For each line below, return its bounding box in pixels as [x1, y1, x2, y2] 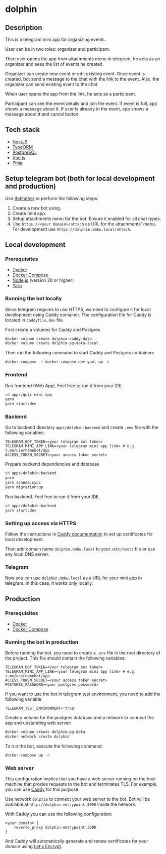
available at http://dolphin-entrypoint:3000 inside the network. [5, 801, 137, 807]
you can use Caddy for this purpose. [5, 786, 80, 792]
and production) [5, 182, 56, 191]
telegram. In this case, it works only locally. [5, 580, 93, 586]
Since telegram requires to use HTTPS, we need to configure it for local [5, 306, 151, 312]
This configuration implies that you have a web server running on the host [5, 776, 156, 782]
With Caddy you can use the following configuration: [5, 811, 112, 817]
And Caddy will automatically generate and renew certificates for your [5, 838, 149, 844]
